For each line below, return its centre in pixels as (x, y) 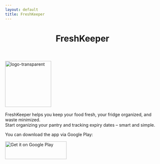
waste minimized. (23, 120)
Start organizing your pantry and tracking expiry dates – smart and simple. (80, 125)
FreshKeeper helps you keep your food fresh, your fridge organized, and (78, 114)
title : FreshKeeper (25, 14)
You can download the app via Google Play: (49, 134)
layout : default (22, 10)
